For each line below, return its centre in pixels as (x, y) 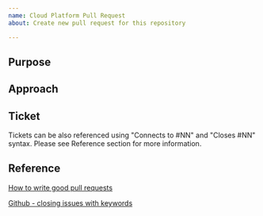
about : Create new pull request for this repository (97, 23)
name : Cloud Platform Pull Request (67, 15)
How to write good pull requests (61, 187)
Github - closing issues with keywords (71, 202)
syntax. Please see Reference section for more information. (105, 144)
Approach (33, 89)
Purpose (30, 62)
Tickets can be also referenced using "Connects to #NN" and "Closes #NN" (132, 135)
